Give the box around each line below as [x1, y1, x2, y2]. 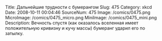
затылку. [5, 31, 24, 36]
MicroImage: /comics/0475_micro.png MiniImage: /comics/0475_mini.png [5, 15, 157, 20]
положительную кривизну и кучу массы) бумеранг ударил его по [5, 25, 146, 31]
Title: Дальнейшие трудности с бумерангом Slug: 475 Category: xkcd [5, 4, 152, 10]
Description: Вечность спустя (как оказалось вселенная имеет [5, 20, 139, 26]
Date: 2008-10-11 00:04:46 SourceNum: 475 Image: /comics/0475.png [5, 9, 151, 15]
